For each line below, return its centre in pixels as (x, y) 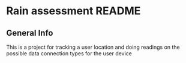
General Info (30, 33)
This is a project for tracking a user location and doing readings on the (93, 47)
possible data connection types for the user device (69, 53)
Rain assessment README (73, 11)
